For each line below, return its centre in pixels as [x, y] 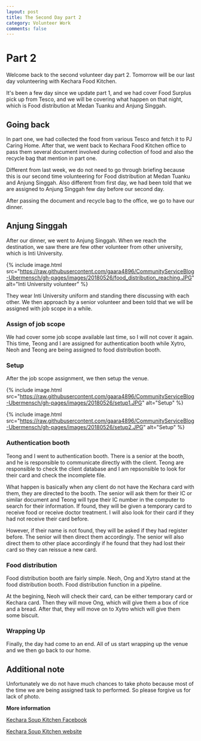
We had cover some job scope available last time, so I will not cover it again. [100, 337]
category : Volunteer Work [38, 23]
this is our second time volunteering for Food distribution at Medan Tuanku [98, 176]
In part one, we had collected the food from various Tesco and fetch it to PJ [99, 139]
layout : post [22, 12]
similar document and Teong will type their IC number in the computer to [96, 499]
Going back [28, 125]
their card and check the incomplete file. [56, 475]
